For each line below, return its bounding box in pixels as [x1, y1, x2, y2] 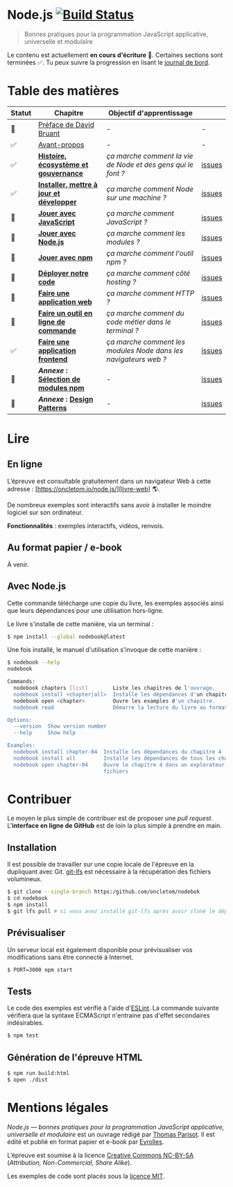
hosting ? [106, 277, 137, 286]
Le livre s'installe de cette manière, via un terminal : [7, 619, 154, 628]
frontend [37, 354, 68, 364]
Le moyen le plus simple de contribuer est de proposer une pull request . [7, 814, 214, 823]
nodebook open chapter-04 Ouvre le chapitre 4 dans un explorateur [13, 761, 225, 768]
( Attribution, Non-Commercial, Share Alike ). [7, 1158, 132, 1167]
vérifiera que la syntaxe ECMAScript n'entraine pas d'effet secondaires [7, 1011, 210, 1020]
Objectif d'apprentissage [108, 108, 193, 117]
